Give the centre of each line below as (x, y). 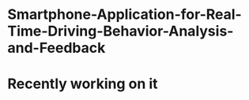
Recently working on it (83, 84)
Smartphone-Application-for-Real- (124, 15)
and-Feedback (57, 48)
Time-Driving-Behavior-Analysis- (121, 31)
